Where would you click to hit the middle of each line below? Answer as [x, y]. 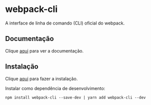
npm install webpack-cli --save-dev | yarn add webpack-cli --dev [75, 97]
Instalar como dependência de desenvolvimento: [55, 88]
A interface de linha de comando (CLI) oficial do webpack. [65, 23]
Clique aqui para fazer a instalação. [42, 78]
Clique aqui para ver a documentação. [44, 50]
